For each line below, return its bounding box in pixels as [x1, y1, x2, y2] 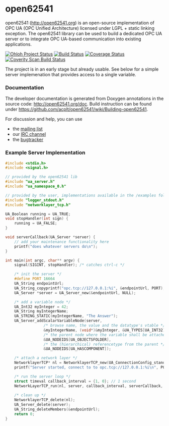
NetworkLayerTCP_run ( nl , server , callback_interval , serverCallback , [14, 383, 163, 389]
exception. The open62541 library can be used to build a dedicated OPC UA [5, 30, 162, 36]
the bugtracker [12, 137, 44, 143]
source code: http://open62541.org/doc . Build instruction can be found [5, 101, 152, 107]
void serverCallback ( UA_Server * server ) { [5, 235, 96, 240]
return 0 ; [14, 411, 35, 416]
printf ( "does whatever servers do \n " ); [14, 244, 98, 249]
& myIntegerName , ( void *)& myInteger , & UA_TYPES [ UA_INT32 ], [43, 328, 167, 333]
